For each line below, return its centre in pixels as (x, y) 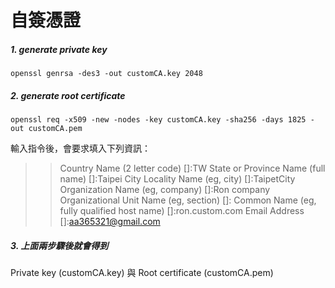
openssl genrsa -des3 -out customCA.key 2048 (106, 74)
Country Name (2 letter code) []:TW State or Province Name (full (192, 168)
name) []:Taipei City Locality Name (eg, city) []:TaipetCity (177, 179)
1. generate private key (59, 49)
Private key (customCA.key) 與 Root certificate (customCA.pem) (142, 273)
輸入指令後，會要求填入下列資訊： (80, 148)
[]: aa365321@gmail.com (110, 222)
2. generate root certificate (68, 95)
